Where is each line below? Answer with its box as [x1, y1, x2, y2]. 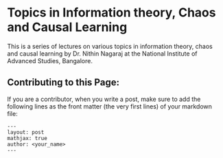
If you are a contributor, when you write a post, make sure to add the [7, 95, 201, 103]
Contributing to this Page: [7, 77, 120, 89]
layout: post [7, 128, 45, 135]
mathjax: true [7, 135, 48, 142]
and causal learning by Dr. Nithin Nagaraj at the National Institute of [7, 49, 198, 58]
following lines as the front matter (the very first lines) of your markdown [7, 102, 213, 111]
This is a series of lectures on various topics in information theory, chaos [7, 42, 213, 50]
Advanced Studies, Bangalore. [7, 56, 93, 65]
